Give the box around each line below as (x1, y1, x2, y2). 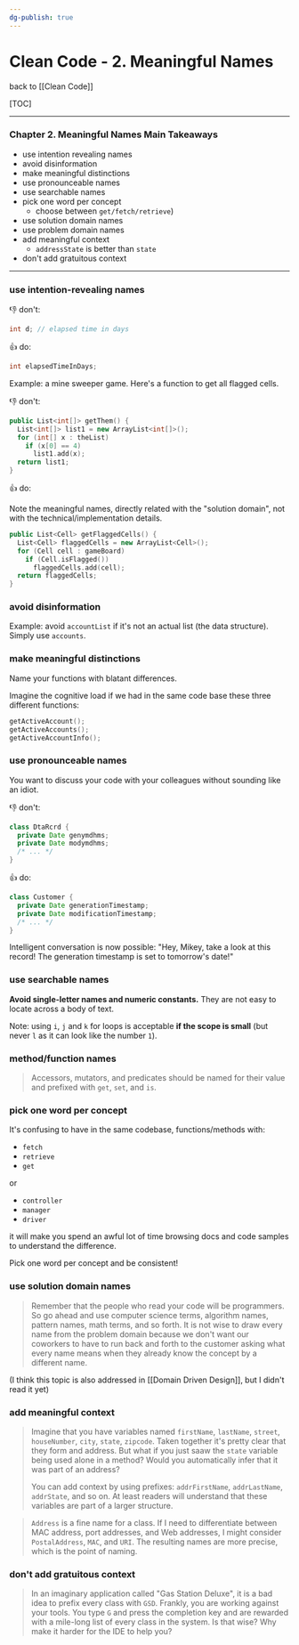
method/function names (9, 1052, 117, 1065)
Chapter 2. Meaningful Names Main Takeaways (9, 128, 218, 141)
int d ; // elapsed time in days (9, 325, 129, 334)
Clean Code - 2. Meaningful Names (9, 51, 274, 71)
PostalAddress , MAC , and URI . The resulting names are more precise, (30, 1536, 279, 1547)
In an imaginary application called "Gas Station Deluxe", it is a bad (30, 1588, 273, 1599)
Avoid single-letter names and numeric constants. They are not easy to (9, 993, 277, 1004)
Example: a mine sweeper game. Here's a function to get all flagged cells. (9, 377, 279, 388)
